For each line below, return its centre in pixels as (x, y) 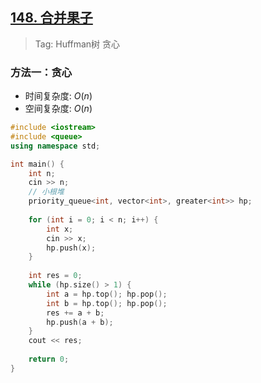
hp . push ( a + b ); (80, 322)
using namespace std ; (55, 146)
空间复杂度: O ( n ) (58, 109)
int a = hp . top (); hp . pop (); (107, 294)
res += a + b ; (75, 313)
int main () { (37, 164)
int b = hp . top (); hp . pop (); (107, 303)
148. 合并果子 (51, 18)
